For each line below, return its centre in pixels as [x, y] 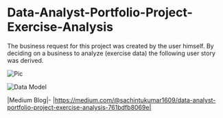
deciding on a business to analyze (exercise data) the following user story [111, 53]
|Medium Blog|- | [31, 100]
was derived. [25, 60]
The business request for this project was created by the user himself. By [110, 46]
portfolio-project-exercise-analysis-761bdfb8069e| [79, 107]
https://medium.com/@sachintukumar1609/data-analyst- [135, 100]
